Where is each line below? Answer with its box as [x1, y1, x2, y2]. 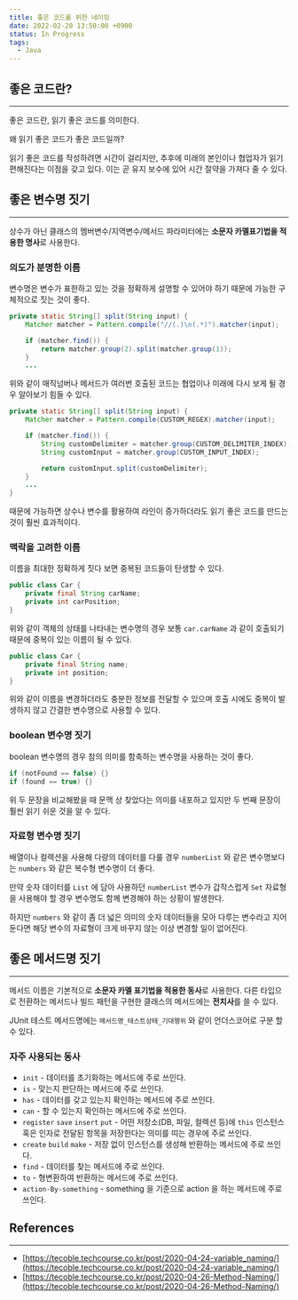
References [9, 1221, 74, 1236]
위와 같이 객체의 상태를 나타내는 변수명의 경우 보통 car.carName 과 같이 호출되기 [9, 623, 285, 634]
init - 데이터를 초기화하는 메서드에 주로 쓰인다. [21, 1072, 186, 1082]
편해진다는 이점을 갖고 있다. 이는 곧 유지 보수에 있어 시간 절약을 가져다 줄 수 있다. [9, 163, 288, 174]
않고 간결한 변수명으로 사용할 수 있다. [32, 705, 161, 715]
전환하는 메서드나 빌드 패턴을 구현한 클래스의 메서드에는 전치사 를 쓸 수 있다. [18, 996, 279, 1007]
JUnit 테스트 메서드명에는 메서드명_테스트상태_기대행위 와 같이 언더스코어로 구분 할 [9, 1015, 284, 1025]
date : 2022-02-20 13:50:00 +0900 [9, 21, 133, 30]
